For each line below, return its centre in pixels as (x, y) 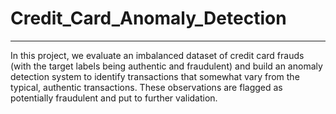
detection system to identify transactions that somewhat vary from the (155, 76)
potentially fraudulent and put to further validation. (114, 98)
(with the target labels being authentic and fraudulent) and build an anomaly (166, 66)
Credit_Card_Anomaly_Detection (148, 18)
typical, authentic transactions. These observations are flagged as (146, 87)
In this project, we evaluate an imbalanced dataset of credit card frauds (157, 55)
